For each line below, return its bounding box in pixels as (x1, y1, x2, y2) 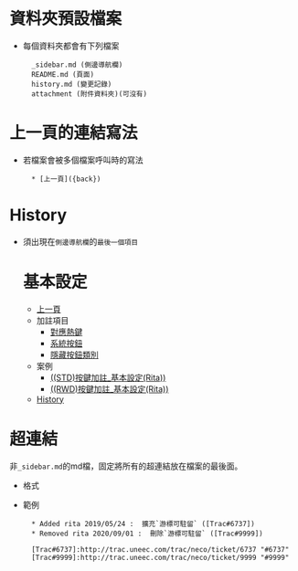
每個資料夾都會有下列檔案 (22, 40, 120, 51)
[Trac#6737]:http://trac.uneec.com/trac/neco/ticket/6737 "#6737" (31, 545, 290, 554)
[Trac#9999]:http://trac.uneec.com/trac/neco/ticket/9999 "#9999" (31, 553, 290, 562)
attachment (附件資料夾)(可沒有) (31, 89, 148, 99)
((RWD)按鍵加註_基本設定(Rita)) (49, 383, 169, 394)
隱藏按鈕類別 (49, 349, 99, 360)
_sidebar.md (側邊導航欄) (31, 60, 123, 69)
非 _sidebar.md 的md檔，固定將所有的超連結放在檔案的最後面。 (9, 460, 243, 471)
